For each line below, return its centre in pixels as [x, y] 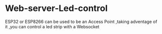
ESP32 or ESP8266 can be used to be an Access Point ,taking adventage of [81, 22]
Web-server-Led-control [56, 8]
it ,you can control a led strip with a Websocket [52, 26]
